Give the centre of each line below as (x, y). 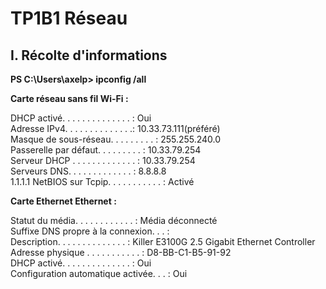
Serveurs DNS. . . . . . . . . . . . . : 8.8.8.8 (88, 171)
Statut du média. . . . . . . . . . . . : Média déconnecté (114, 220)
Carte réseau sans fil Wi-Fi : (69, 98)
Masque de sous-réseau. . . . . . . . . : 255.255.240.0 (116, 139)
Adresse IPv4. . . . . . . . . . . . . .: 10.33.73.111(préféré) (115, 128)
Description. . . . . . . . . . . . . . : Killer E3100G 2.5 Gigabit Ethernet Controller (163, 241)
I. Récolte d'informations (89, 55)
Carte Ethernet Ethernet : (63, 201)
